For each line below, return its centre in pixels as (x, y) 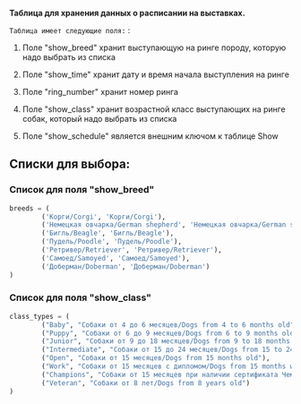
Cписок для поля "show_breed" (82, 190)
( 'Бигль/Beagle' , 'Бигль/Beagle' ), (108, 233)
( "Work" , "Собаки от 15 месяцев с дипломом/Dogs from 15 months (164, 366)
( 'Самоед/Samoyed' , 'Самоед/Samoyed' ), (116, 258)
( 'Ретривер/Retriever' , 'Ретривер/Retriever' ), (132, 250)
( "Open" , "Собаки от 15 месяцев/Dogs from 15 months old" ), (156, 358)
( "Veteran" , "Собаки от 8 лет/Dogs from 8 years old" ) (146, 383)
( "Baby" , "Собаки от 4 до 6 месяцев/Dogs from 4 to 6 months (158, 325)
